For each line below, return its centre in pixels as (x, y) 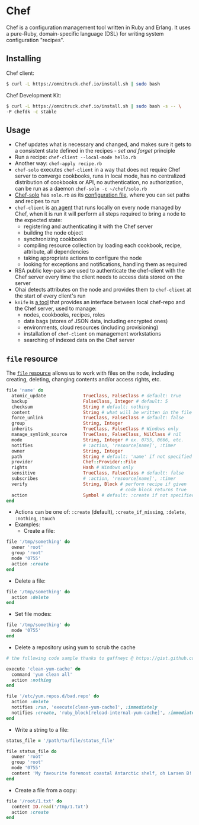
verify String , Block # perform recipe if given (99, 484)
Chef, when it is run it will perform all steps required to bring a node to (100, 214)
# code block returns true (153, 489)
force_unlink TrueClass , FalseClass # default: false (98, 418)
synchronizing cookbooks (55, 239)
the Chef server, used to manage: (55, 309)
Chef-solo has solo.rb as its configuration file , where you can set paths (102, 195)
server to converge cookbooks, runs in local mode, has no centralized (100, 176)
